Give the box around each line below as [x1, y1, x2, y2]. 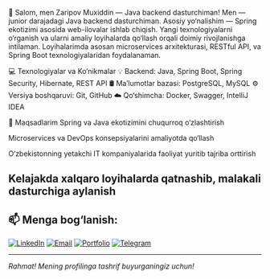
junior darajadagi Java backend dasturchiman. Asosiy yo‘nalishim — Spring [8, 16, 257, 26]
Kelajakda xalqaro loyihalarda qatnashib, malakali [8, 172, 261, 186]
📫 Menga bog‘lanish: [8, 213, 118, 227]
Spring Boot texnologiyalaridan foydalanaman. [8, 51, 162, 59]
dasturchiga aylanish [8, 185, 117, 199]
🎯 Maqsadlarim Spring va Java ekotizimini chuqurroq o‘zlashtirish [8, 117, 225, 127]
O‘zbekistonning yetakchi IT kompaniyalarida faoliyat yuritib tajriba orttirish [8, 149, 256, 158]
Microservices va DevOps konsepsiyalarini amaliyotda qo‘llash [8, 133, 215, 142]
